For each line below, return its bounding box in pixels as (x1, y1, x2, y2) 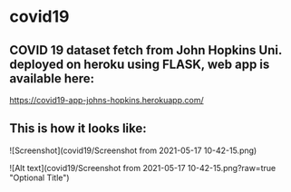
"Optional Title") (9, 172, 70, 183)
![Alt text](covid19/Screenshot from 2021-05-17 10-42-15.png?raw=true (9, 162, 276, 173)
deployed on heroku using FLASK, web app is (9, 56, 270, 72)
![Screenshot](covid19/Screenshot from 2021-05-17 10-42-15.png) (9, 145, 257, 156)
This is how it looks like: (9, 120, 147, 137)
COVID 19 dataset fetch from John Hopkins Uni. (9, 43, 283, 58)
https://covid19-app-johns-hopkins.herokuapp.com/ (9, 95, 204, 105)
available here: (9, 71, 95, 86)
